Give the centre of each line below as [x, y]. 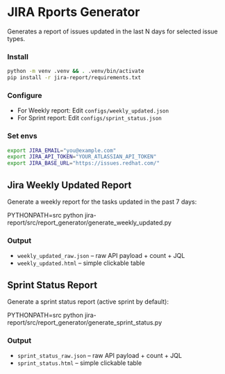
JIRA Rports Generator [74, 12]
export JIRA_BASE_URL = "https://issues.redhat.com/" [83, 163]
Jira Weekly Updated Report [69, 185]
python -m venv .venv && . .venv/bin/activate [76, 71]
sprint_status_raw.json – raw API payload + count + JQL [100, 356]
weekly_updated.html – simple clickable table [81, 263]
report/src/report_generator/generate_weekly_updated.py [90, 222]
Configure [25, 95]
